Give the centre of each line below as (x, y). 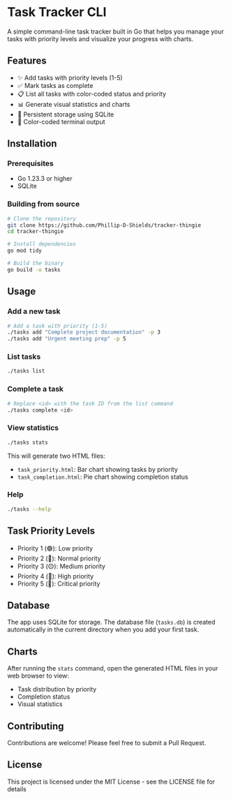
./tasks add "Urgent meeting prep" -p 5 (67, 339)
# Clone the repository (42, 218)
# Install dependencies (42, 244)
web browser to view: (38, 676)
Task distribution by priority (57, 689)
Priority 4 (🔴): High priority (55, 576)
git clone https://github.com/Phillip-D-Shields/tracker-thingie (104, 225)
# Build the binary (36, 263)
